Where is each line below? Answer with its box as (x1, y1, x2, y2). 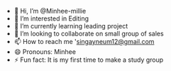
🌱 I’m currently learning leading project (13, 22, 128, 30)
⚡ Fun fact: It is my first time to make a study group (13, 55, 164, 64)
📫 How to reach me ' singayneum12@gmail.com (13, 38, 155, 45)
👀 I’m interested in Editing (13, 14, 89, 23)
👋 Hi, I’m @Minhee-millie (13, 7, 87, 15)
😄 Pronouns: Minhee (13, 48, 77, 56)
